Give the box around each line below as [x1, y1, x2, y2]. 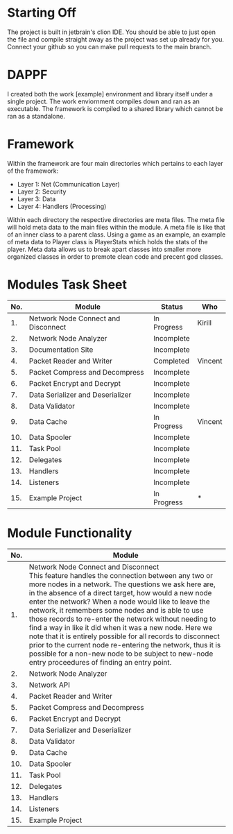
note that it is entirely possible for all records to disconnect [28, 631, 220, 641]
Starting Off [7, 5, 77, 21]
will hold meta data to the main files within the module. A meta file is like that [7, 223, 225, 231]
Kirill [197, 318, 212, 327]
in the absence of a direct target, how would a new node [28, 588, 212, 597]
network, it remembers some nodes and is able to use [28, 605, 204, 615]
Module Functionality [7, 525, 132, 541]
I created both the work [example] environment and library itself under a [7, 90, 214, 98]
